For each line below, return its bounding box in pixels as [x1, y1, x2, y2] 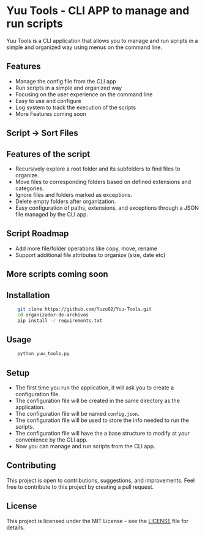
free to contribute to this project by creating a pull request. [6, 483, 154, 491]
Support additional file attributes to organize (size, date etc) [15, 251, 166, 258]
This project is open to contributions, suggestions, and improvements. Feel [6, 477, 195, 484]
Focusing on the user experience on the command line [15, 90, 153, 98]
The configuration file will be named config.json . [15, 410, 140, 418]
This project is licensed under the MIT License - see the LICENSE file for [6, 517, 188, 524]
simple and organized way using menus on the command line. [6, 44, 162, 51]
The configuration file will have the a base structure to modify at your [15, 430, 190, 437]
